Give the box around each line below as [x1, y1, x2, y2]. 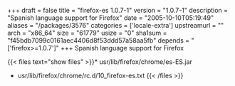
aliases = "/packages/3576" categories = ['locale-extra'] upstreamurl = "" [7, 21, 224, 29]
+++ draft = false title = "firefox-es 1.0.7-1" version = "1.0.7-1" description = [7, 6, 229, 14]
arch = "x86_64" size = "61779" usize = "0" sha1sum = [7, 28, 167, 37]
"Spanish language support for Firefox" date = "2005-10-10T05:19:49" [7, 14, 214, 22]
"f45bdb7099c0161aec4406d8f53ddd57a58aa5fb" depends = [7, 36, 190, 45]
